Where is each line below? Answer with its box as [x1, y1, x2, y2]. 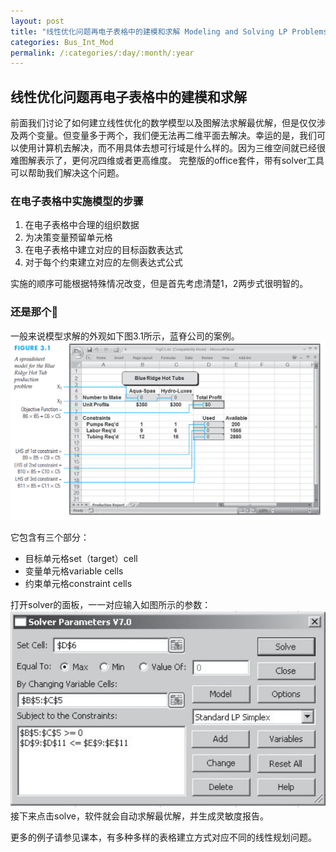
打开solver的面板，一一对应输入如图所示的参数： [10, 598, 212, 610]
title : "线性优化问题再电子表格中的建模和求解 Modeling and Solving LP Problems [10, 26, 328, 37]
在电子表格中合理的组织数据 [24, 219, 140, 231]
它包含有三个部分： [10, 531, 90, 543]
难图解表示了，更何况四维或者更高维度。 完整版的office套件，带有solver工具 [10, 155, 325, 167]
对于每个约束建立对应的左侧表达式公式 [24, 256, 183, 269]
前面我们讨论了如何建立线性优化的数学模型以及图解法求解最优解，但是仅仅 [10, 117, 317, 129]
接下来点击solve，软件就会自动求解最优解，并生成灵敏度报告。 [10, 810, 269, 822]
